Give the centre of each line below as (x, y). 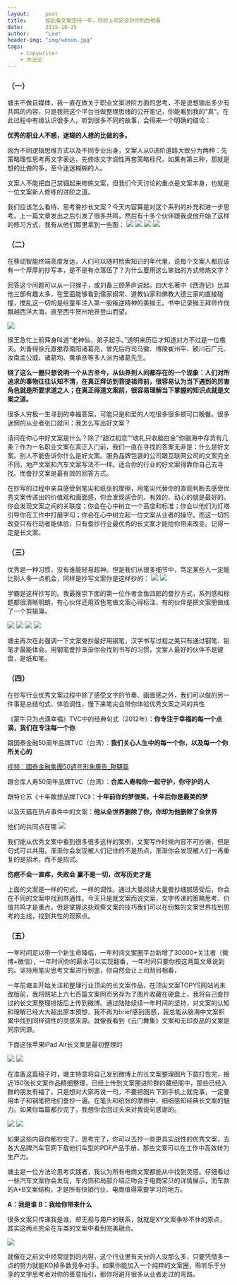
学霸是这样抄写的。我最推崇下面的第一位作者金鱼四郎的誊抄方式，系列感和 (115, 593)
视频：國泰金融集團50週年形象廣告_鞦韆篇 (68, 766)
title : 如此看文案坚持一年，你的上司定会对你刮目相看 (84, 20)
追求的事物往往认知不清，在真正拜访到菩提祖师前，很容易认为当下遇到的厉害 (119, 382)
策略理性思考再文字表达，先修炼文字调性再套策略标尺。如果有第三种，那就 (115, 159)
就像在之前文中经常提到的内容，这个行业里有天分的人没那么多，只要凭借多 (115, 1257)
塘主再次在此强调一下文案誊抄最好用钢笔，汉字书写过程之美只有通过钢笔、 (115, 640)
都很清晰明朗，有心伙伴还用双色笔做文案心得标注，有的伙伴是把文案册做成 (121, 602)
